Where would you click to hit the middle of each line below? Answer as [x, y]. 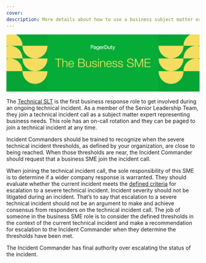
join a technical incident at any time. [52, 128]
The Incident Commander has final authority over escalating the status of [99, 248]
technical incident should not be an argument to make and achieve [90, 204]
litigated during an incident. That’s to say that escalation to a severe [92, 197]
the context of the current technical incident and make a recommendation [99, 223]
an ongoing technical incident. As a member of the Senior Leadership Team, [102, 108]
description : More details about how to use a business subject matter [100, 19]
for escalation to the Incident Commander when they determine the [91, 229]
